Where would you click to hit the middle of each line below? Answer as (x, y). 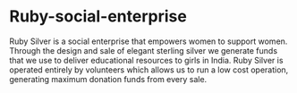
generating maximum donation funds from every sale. (108, 79)
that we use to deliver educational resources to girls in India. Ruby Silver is (146, 60)
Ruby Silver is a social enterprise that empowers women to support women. (148, 41)
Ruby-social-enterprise (98, 17)
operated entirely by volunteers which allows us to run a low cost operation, (149, 70)
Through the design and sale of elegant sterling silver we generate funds (144, 50)
